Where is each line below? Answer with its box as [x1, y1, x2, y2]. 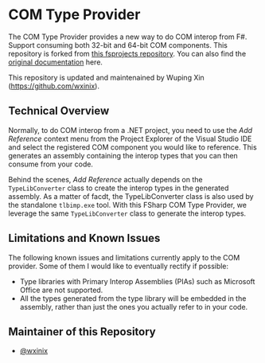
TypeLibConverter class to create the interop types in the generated [8, 183, 229, 193]
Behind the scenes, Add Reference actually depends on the [8, 174, 203, 184]
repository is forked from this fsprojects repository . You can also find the [8, 49, 247, 58]
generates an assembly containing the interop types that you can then [8, 150, 239, 160]
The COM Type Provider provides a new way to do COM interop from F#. [8, 32, 247, 41]
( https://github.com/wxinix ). [8, 81, 99, 91]
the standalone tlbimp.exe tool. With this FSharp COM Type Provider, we [8, 200, 247, 209]
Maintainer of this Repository [8, 325, 157, 338]
